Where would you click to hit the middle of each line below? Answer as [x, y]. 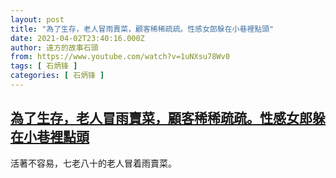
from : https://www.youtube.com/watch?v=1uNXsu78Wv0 [120, 57]
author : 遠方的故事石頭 [54, 47]
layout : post [37, 19]
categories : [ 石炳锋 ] [57, 76]
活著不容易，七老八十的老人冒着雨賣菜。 [93, 163]
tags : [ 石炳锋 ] [44, 66]
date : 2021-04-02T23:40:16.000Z [77, 38]
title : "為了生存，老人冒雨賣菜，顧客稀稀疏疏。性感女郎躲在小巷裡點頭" [142, 29]
